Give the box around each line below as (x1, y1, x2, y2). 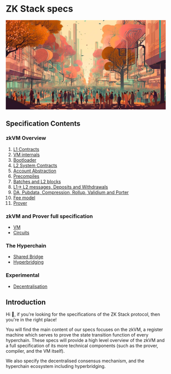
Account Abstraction (13, 168, 56, 174)
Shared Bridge (13, 254, 44, 260)
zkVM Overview (6, 135, 46, 142)
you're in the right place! (6, 317, 57, 323)
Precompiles (13, 173, 40, 179)
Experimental (6, 272, 40, 279)
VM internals (13, 152, 40, 158)
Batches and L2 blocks (13, 178, 61, 184)
